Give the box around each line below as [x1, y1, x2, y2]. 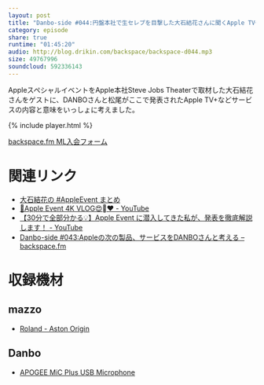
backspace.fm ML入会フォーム [8, 137, 108, 146]
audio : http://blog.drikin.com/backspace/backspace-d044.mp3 [8, 48, 213, 56]
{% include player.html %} [8, 120, 93, 130]
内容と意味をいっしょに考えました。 [21, 104, 139, 114]
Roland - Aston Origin [19, 324, 90, 333]
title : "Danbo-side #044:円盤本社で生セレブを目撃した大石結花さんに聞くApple [8, 19, 245, 27]
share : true [8, 33, 47, 42]
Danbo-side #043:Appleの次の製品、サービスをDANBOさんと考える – [19, 233, 245, 242]
